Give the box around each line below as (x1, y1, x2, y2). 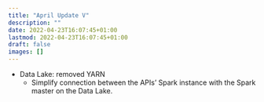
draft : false (8, 41, 51, 49)
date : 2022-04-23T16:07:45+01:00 (8, 26, 118, 34)
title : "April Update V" (8, 11, 90, 20)
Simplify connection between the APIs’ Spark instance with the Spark (31, 78, 256, 87)
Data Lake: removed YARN (19, 70, 106, 78)
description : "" (8, 19, 61, 27)
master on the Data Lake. (31, 86, 113, 95)
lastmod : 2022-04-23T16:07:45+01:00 (8, 33, 128, 42)
